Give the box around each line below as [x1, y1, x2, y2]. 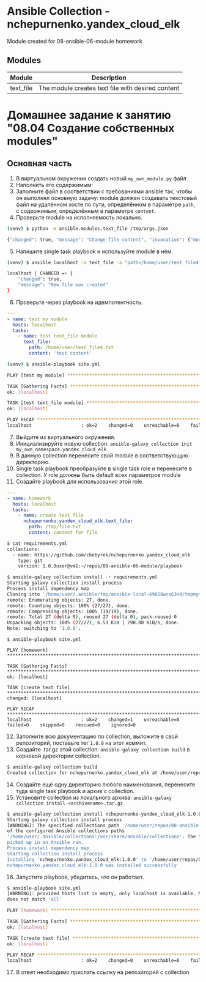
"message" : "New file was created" [18, 282, 109, 288]
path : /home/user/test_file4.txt [29, 344, 114, 351]
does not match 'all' [7, 896, 62, 903]
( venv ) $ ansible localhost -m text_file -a [7, 259, 122, 265]
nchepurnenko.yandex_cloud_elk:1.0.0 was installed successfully [7, 862, 177, 868]
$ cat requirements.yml [7, 540, 68, 547]
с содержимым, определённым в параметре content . [15, 207, 156, 215]
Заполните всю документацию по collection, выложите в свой [15, 733, 178, 740]
